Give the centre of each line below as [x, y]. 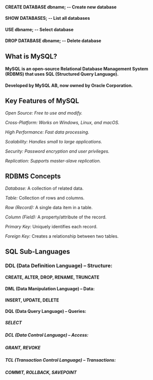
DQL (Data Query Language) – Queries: [46, 311]
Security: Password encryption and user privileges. [57, 151]
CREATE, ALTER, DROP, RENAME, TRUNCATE [52, 277]
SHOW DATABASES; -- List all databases [48, 18]
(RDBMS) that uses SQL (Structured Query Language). [62, 74]
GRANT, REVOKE [23, 347]
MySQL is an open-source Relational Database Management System [77, 69]
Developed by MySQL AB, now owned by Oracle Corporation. [69, 85]
